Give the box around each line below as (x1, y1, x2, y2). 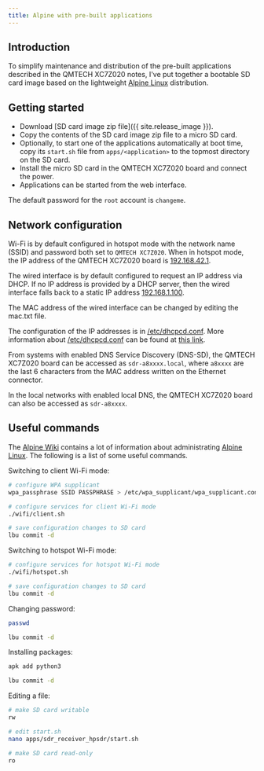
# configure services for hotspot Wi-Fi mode (8, 561, 159, 569)
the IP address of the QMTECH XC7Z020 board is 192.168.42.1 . (8, 256, 211, 266)
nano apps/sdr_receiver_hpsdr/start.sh (8, 735, 139, 743)
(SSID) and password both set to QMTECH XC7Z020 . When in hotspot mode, (8, 248, 244, 257)
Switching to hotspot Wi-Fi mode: (8, 545, 117, 555)
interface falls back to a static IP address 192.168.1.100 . (8, 288, 185, 297)
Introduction (8, 41, 71, 54)
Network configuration (8, 218, 123, 232)
